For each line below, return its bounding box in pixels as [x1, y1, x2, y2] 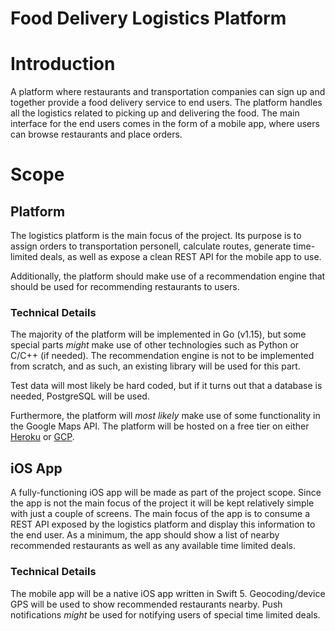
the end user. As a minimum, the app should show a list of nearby [10, 529, 280, 541]
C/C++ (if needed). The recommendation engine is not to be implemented [10, 350, 315, 362]
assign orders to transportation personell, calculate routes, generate [10, 240, 292, 252]
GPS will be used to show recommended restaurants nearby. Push [10, 598, 283, 610]
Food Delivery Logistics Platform [10, 7, 287, 30]
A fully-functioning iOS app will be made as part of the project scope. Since [10, 487, 322, 499]
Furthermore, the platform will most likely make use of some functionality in [10, 410, 321, 422]
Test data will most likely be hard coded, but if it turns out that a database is [10, 380, 323, 392]
